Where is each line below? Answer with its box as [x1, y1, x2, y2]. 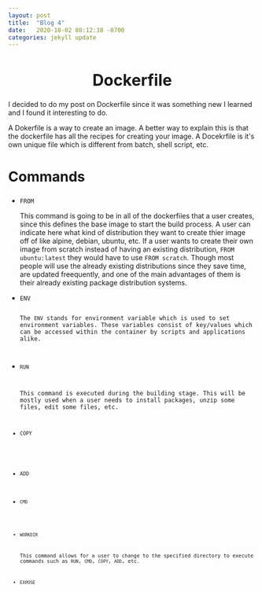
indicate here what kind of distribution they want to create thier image [19, 227, 246, 237]
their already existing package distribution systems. [19, 278, 187, 287]
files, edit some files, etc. [19, 403, 120, 411]
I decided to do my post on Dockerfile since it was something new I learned [8, 100, 253, 109]
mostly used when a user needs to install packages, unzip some [19, 396, 235, 404]
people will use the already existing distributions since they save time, [19, 261, 246, 270]
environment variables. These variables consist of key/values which [19, 321, 253, 329]
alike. [19, 335, 42, 343]
